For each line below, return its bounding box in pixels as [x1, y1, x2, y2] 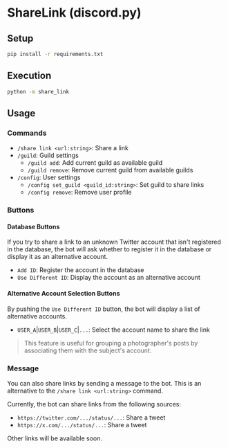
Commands [7, 128, 47, 138]
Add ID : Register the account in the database [17, 266, 144, 274]
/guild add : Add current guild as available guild [27, 159, 163, 167]
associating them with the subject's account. [23, 346, 152, 355]
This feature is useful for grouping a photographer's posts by [23, 339, 198, 347]
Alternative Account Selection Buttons [7, 289, 120, 297]
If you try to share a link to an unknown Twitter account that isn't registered [7, 238, 221, 247]
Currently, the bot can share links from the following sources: [7, 400, 182, 408]
